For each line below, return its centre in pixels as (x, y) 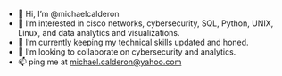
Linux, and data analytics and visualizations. (99, 33)
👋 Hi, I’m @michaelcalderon (68, 14)
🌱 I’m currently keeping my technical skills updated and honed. (133, 42)
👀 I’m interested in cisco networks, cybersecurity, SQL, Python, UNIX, (145, 23)
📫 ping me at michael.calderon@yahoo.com (100, 62)
